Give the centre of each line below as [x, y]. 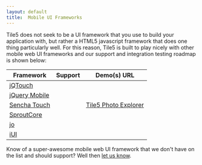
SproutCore [26, 114]
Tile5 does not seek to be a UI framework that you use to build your [90, 34]
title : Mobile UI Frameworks [44, 17]
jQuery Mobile [29, 95]
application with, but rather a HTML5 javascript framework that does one [97, 41]
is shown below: [26, 60]
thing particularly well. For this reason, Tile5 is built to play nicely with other [100, 47]
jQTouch [21, 85]
